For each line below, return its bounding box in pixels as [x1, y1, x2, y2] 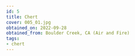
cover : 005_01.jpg [6, 19, 51, 25]
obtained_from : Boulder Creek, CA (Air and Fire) [6, 30, 130, 36]
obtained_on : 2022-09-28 [6, 24, 67, 31]
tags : [6, 36, 19, 41]
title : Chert [6, 14, 38, 20]
